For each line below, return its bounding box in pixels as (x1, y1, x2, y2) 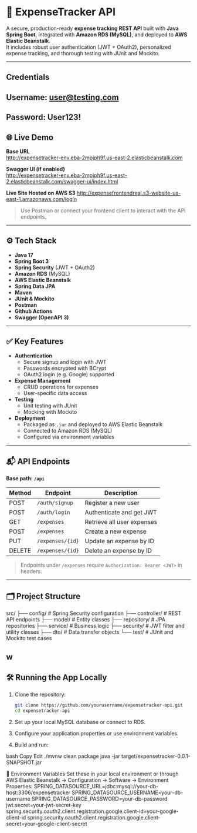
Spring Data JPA (14, 282, 56, 290)
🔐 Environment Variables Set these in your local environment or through (6, 770, 179, 778)
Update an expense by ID (84, 537, 154, 546)
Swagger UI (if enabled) (6, 165, 66, 172)
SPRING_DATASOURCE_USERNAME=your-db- (72, 789, 184, 796)
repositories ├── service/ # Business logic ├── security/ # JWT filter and (6, 623, 185, 630)
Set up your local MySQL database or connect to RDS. (14, 718, 146, 725)
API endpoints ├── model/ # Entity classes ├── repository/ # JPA (6, 616, 166, 623)
